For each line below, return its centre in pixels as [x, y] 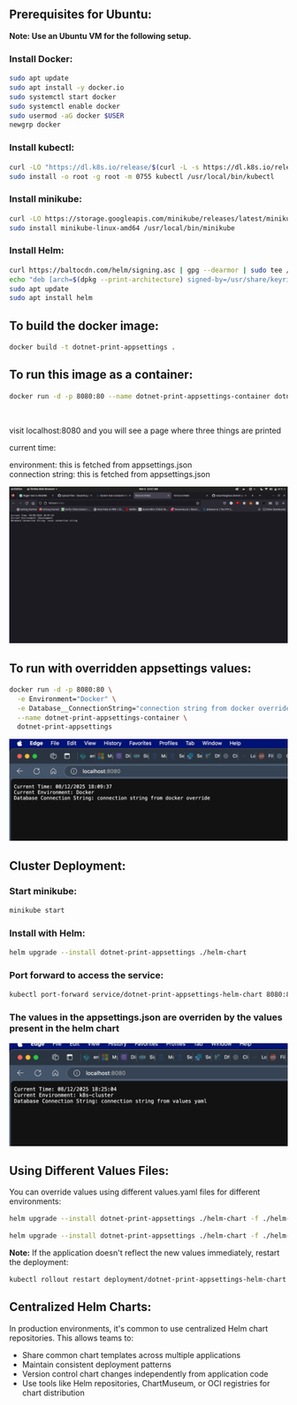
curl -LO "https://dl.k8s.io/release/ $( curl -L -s [104, 167]
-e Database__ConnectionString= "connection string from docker [136, 708]
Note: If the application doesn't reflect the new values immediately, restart [145, 1253]
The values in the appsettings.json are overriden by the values [146, 1017]
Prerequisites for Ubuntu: [80, 15]
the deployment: [39, 1262]
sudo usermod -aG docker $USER [67, 116]
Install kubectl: [42, 148]
